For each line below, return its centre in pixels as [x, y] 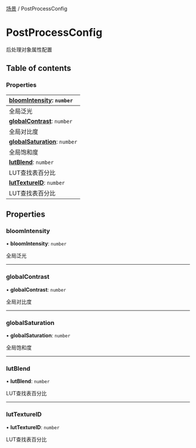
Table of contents [38, 68]
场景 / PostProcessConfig [37, 8]
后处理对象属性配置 [29, 49]
